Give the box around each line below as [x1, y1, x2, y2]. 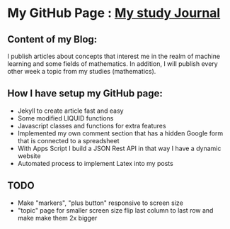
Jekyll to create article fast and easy [17, 106, 124, 115]
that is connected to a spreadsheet [17, 136, 120, 145]
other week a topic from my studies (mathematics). [7, 67, 156, 75]
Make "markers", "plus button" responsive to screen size [17, 199, 184, 207]
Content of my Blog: [7, 33, 98, 45]
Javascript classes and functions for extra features [17, 121, 166, 130]
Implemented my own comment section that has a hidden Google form [17, 129, 224, 138]
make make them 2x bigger [17, 213, 98, 222]
